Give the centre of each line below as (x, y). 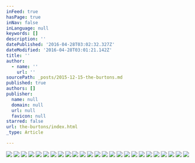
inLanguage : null (27, 28)
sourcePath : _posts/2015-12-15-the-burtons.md (64, 77)
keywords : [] (22, 34)
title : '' (18, 56)
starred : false (25, 122)
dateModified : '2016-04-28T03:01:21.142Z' (59, 50)
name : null (25, 99)
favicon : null (29, 116)
